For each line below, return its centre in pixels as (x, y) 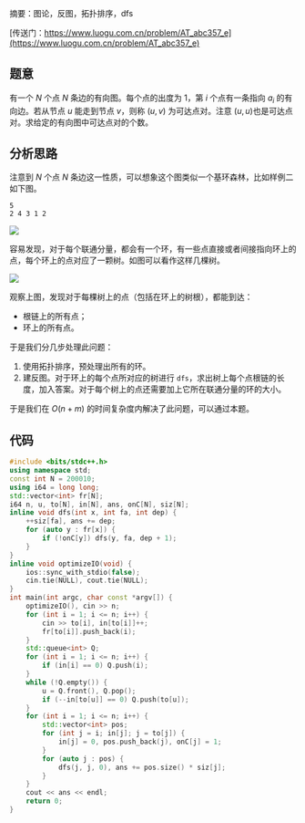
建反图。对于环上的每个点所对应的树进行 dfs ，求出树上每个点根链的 (150, 378)
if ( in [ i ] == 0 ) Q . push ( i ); (95, 666)
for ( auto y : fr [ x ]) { (71, 530)
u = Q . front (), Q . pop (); (89, 691)
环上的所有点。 (51, 328)
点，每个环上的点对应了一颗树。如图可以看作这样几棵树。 (117, 260)
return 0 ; (45, 801)
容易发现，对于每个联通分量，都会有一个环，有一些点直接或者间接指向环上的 (153, 249)
